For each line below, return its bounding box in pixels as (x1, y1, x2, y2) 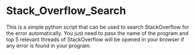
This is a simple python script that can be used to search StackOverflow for (6, 23, 190, 30)
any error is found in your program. (6, 42, 91, 49)
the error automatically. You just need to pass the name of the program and (6, 29, 189, 36)
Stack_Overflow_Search (6, 4, 127, 18)
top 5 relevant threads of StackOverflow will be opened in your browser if (6, 36, 184, 43)
